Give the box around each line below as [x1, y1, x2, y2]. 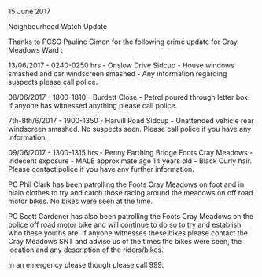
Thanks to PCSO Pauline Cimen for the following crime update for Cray [8, 37, 238, 46]
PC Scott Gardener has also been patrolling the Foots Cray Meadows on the [8, 212, 254, 221]
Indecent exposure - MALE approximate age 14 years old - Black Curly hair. [8, 156, 253, 166]
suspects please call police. [8, 78, 98, 86]
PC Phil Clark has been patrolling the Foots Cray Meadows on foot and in [8, 180, 245, 189]
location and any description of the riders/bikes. [8, 245, 164, 254]
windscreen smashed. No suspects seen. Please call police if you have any [8, 125, 252, 133]
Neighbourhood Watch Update [8, 22, 108, 31]
